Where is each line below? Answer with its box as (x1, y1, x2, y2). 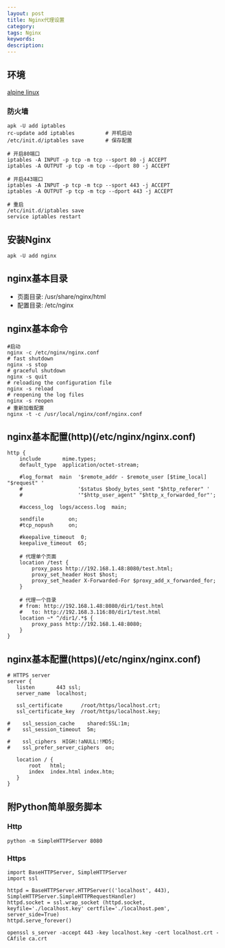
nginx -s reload (7, 385, 54, 392)
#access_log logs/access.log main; (19, 504, 128, 511)
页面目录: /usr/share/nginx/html (16, 292, 106, 300)
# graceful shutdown (7, 367, 67, 374)
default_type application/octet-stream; (19, 462, 139, 469)
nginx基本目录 (7, 273, 69, 284)
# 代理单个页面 (19, 554, 57, 560)
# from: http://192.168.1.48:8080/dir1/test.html (19, 603, 165, 610)
